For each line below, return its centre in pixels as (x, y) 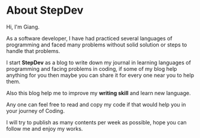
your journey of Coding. (35, 111)
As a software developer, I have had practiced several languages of (89, 38)
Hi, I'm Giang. (23, 27)
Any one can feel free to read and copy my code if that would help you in (96, 104)
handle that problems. (33, 51)
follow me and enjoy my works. (45, 128)
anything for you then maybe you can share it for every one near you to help (100, 75)
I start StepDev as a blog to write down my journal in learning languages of (99, 62)
